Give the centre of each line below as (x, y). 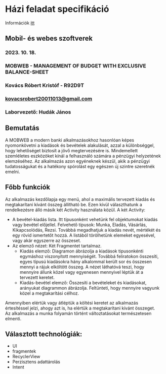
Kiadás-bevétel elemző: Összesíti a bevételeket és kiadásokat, (83, 282)
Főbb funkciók (28, 187)
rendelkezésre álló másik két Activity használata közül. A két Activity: (75, 210)
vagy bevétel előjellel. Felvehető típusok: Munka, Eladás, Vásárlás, (80, 225)
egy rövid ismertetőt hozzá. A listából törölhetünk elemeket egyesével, (84, 235)
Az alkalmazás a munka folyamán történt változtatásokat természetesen (78, 313)
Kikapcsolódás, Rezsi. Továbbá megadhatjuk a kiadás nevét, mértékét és (86, 230)
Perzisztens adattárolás (36, 362)
